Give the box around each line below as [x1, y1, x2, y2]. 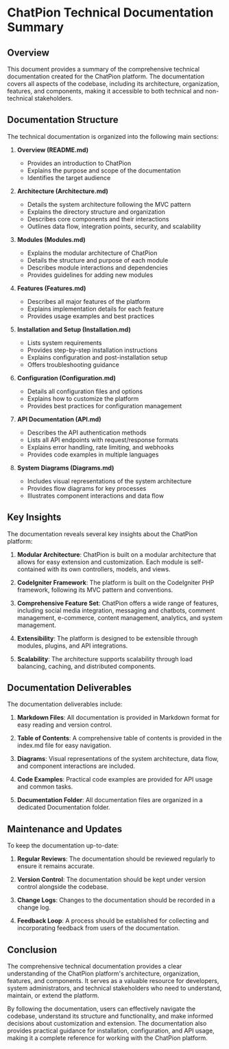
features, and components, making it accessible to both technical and [7, 87, 204, 95]
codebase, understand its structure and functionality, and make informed [7, 1012, 214, 1020]
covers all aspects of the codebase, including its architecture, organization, [7, 80, 219, 87]
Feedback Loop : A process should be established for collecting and [16, 916, 209, 925]
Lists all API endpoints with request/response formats [27, 435, 179, 444]
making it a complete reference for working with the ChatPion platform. [7, 1034, 208, 1042]
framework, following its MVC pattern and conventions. [16, 586, 173, 594]
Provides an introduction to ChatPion [27, 159, 132, 167]
